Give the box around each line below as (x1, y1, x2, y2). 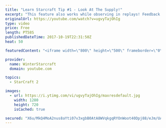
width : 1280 (14, 97, 39, 102)
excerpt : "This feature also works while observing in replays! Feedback (5, 12, 161, 17)
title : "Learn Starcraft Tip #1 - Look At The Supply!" (5, 7, 123, 12)
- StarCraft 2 (9, 80, 39, 85)
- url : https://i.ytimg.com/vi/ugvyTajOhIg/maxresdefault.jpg (9, 93, 140, 98)
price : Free (5, 26, 30, 31)
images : (5, 89, 21, 94)
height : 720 (14, 102, 39, 107)
